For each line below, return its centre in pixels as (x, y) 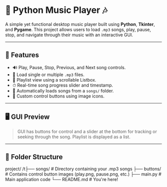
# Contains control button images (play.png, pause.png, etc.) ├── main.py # (83, 174)
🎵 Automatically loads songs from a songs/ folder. (63, 91)
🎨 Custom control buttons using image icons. (58, 96)
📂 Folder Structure (34, 157)
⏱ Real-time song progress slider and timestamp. (63, 85)
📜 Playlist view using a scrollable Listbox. (54, 80)
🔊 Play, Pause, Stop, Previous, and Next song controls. (69, 67)
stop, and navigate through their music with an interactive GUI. (69, 35)
